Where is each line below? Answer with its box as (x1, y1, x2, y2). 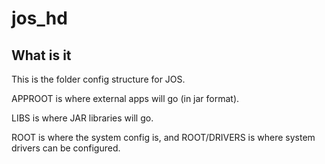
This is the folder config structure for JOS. (11, 73, 186, 85)
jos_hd (11, 7, 68, 30)
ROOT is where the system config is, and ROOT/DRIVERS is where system (11, 132, 316, 143)
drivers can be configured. (11, 142, 121, 154)
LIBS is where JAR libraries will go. (11, 112, 154, 124)
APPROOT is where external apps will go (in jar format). (11, 93, 240, 104)
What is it (11, 47, 72, 64)
